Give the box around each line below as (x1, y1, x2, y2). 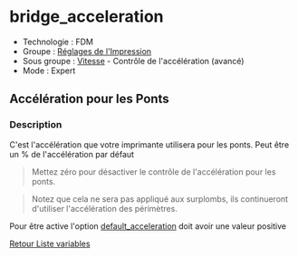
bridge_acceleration (9, 6, 164, 27)
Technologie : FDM (22, 36, 93, 47)
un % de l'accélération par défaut (9, 148, 134, 159)
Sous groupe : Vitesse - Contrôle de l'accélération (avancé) (22, 55, 245, 66)
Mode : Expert (22, 65, 76, 76)
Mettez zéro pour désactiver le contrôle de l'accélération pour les (31, 166, 276, 177)
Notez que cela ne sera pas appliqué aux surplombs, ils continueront (31, 193, 288, 205)
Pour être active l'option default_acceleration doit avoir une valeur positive (9, 220, 287, 232)
